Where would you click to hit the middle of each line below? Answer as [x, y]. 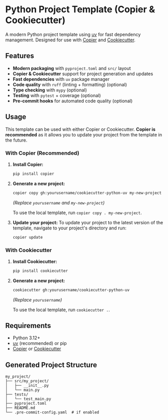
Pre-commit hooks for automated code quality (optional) [73, 101]
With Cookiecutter [29, 250]
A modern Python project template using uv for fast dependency [73, 34]
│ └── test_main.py [28, 399]
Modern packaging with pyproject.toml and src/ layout [72, 68]
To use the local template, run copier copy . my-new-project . [77, 213]
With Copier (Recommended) [42, 153]
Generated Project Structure [51, 365]
